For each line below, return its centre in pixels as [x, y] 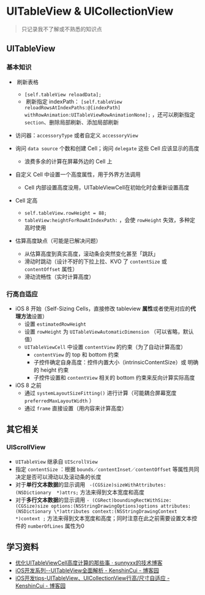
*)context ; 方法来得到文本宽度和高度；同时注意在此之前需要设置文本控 [106, 518]
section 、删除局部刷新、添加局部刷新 [72, 122]
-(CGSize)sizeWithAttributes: [128, 485]
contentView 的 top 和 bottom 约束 [76, 355]
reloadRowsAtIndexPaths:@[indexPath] [73, 108]
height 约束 [55, 370]
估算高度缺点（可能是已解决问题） [58, 240]
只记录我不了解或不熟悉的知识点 [61, 29]
